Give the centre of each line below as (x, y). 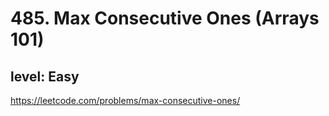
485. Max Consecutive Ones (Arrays (165, 18)
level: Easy (45, 76)
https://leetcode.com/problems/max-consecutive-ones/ (125, 100)
